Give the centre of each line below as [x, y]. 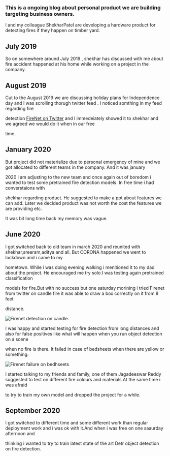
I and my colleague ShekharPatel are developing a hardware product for [80, 25]
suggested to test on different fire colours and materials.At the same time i [83, 379]
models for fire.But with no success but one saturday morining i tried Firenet [85, 288]
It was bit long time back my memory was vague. [57, 218]
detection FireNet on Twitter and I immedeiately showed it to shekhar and [82, 118]
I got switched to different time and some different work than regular [77, 423]
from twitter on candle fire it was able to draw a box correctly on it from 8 [82, 293]
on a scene [17, 339]
